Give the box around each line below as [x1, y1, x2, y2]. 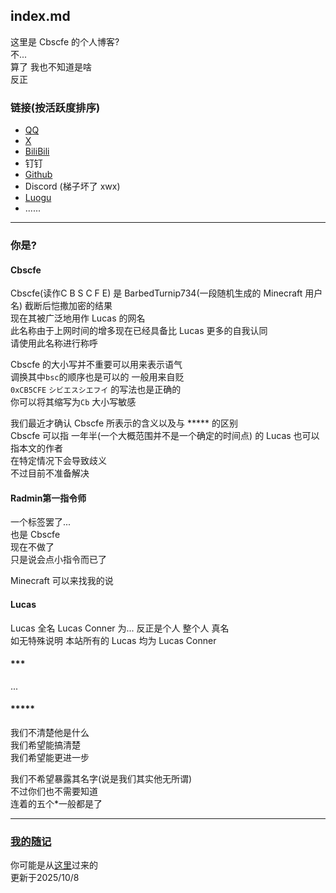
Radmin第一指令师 [10, 492, 87, 504]
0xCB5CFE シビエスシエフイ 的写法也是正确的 [10, 384, 182, 396]
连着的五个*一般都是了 [10, 798, 103, 810]
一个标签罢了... [10, 516, 72, 528]
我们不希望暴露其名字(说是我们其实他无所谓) [10, 773, 193, 785]
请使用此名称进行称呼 [10, 337, 98, 349]
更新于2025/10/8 [10, 872, 80, 884]
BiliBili [24, 145, 50, 158]
